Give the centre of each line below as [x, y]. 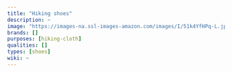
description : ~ [29, 20]
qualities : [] [28, 45]
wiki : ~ [18, 58]
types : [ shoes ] [29, 52]
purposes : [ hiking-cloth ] [44, 39]
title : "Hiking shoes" [40, 13]
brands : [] [23, 33]
